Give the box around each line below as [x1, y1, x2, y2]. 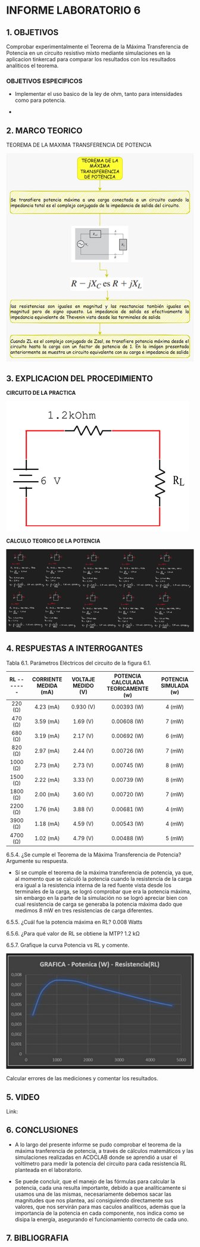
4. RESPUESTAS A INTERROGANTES [6, 644, 143, 654]
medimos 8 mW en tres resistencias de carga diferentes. [14, 907, 154, 914]
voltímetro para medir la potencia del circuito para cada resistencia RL [14, 1159, 187, 1167]
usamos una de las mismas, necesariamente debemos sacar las [14, 1190, 171, 1198]
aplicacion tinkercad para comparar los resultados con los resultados [6, 56, 176, 63]
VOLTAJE [71, 675, 95, 682]
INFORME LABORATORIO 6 [6, 4, 141, 17]
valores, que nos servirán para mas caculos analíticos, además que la [14, 1203, 186, 1210]
